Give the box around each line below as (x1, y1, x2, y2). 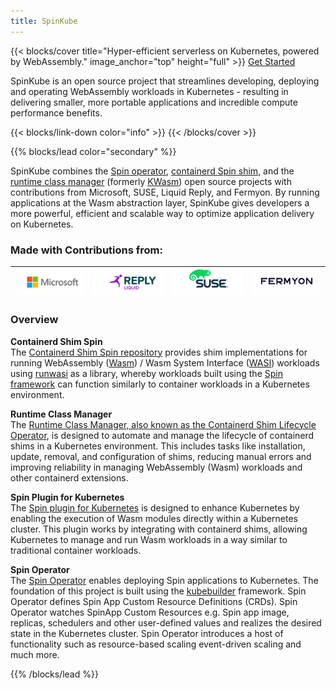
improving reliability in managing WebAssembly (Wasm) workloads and (10, 461, 303, 473)
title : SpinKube (10, 16, 78, 26)
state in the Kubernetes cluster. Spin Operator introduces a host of (10, 627, 284, 639)
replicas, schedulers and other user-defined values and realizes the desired (10, 616, 322, 629)
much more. (10, 648, 60, 660)
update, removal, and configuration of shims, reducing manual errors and (10, 450, 312, 462)
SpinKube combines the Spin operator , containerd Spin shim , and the (10, 165, 295, 177)
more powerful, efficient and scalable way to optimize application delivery (10, 207, 315, 219)
